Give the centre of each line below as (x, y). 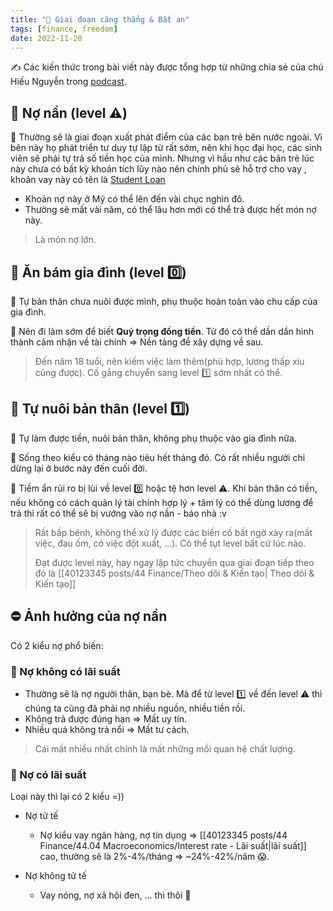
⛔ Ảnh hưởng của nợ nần (89, 616)
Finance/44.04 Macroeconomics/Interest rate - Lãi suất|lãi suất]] (173, 846)
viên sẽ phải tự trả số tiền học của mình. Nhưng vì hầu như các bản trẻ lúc (162, 158)
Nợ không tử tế (55, 876)
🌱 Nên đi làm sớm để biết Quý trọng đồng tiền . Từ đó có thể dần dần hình (162, 331)
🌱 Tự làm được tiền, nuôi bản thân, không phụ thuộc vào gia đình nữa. (153, 438)
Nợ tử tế (41, 816)
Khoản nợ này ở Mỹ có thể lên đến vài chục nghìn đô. (134, 199)
